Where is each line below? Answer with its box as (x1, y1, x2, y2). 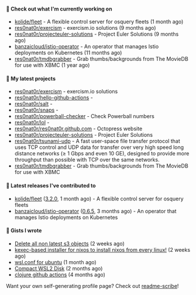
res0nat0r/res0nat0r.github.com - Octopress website (14, 125, 143, 132)
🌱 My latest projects (6, 75, 56, 82)
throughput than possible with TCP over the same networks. (14, 156, 160, 164)
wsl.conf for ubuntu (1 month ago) (14, 258, 97, 266)
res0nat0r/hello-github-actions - (14, 94, 94, 101)
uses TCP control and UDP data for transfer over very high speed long (14, 144, 184, 151)
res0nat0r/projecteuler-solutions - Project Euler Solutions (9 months (14, 30, 179, 38)
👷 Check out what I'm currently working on (6, 5, 112, 12)
